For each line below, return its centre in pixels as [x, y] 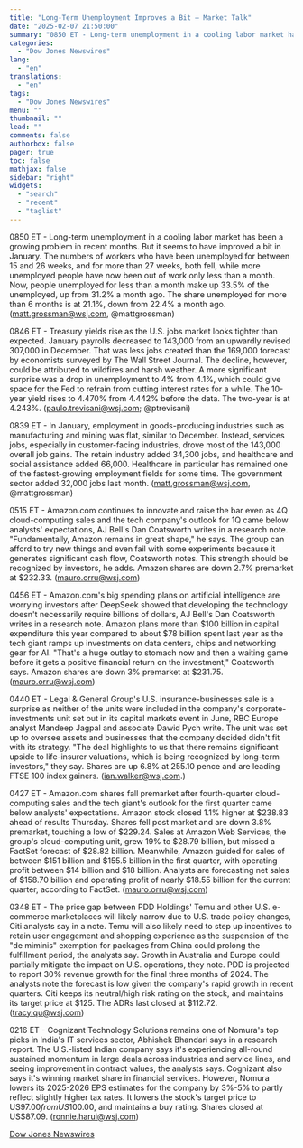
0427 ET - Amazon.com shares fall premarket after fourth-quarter [132, 793]
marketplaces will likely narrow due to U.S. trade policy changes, [171, 916]
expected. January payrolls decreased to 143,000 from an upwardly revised [150, 341]
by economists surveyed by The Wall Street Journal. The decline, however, [148, 360]
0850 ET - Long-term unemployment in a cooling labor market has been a [147, 237]
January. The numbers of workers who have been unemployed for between [150, 256]
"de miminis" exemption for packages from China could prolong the [135, 945]
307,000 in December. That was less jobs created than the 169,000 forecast [150, 350]
